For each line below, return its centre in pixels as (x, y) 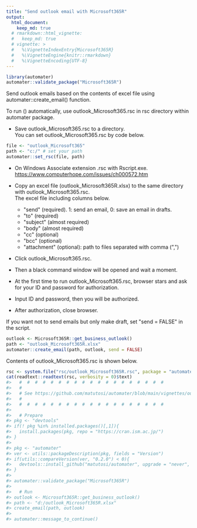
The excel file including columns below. (62, 198)
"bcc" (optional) (43, 240)
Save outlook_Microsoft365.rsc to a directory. (69, 129)
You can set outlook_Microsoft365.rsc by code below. (79, 135)
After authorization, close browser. (56, 310)
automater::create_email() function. (48, 100)
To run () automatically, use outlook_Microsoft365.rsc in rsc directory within (98, 111)
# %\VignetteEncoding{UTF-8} (50, 61)
